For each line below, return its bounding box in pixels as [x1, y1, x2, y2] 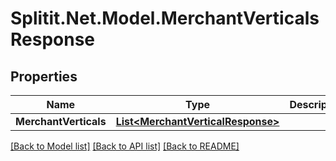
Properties [10, 68, 78, 85]
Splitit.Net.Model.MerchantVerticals [10, 7, 320, 30]
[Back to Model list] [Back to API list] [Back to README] [10, 140, 240, 152]
